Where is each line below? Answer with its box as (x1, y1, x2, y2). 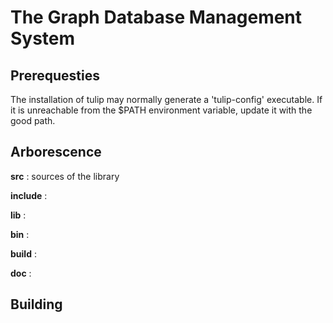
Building (10, 296, 63, 313)
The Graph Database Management (10, 6, 303, 29)
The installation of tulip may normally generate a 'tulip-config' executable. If (10, 94, 323, 105)
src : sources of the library (10, 170, 120, 182)
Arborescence (10, 144, 102, 161)
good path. (10, 115, 56, 126)
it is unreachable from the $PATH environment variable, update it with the (10, 104, 313, 116)
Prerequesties (10, 67, 100, 84)
